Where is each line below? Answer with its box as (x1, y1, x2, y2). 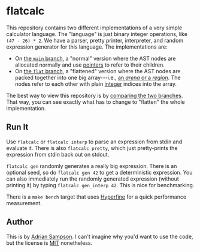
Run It (6, 122, 29, 133)
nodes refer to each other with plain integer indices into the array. (14, 80, 177, 88)
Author (6, 217, 33, 227)
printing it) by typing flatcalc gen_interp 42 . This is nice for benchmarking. (6, 181, 195, 188)
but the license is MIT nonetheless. (6, 239, 93, 247)
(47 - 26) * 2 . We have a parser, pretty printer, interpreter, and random (6, 37, 184, 44)
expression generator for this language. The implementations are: (6, 43, 168, 50)
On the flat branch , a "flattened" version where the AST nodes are (14, 67, 181, 74)
